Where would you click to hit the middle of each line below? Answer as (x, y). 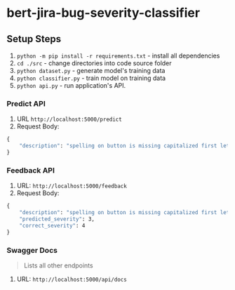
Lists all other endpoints (58, 265)
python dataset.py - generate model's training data (91, 71)
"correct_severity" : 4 (52, 225)
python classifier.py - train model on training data (91, 78)
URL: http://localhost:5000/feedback (72, 186)
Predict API (26, 103)
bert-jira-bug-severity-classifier (103, 13)
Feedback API (31, 170)
